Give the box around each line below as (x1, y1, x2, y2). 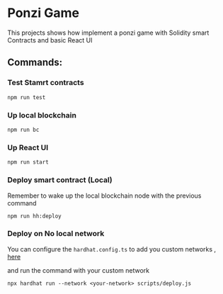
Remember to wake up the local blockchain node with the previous (7, 191, 202, 200)
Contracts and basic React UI (7, 35, 93, 44)
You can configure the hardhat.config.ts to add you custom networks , (7, 244, 217, 253)
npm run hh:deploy (7, 213, 62, 220)
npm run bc (7, 126, 40, 133)
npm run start (7, 159, 50, 166)
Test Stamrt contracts (7, 78, 84, 88)
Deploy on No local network (7, 229, 105, 239)
